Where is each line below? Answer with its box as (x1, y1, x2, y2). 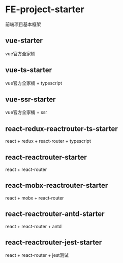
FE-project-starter (5, 4, 85, 15)
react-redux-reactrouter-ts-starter (5, 124, 118, 133)
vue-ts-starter (5, 65, 52, 75)
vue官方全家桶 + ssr (5, 109, 47, 116)
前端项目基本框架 (5, 21, 41, 27)
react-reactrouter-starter (5, 152, 87, 162)
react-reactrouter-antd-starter (5, 210, 105, 218)
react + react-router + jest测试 (5, 252, 69, 258)
